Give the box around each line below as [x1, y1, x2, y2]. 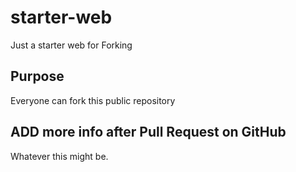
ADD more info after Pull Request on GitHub [10, 124, 287, 141]
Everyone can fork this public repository [10, 94, 176, 106]
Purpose [10, 68, 65, 85]
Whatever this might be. [10, 150, 109, 162]
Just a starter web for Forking [10, 39, 133, 51]
